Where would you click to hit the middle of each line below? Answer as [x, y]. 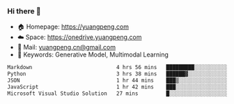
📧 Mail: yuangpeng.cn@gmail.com [67, 47]
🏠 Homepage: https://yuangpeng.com [73, 27]
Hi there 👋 [24, 11]
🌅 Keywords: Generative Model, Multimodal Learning [93, 54]
